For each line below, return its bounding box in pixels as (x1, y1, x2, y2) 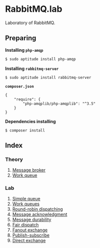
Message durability (12, 217, 52, 222)
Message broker (12, 167, 46, 173)
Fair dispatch (12, 222, 39, 228)
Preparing (5, 34, 36, 42)
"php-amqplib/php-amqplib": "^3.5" (23, 101, 96, 106)
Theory (5, 156, 23, 163)
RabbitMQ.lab (5, 3, 63, 15)
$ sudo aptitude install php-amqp (5, 57, 76, 62)
